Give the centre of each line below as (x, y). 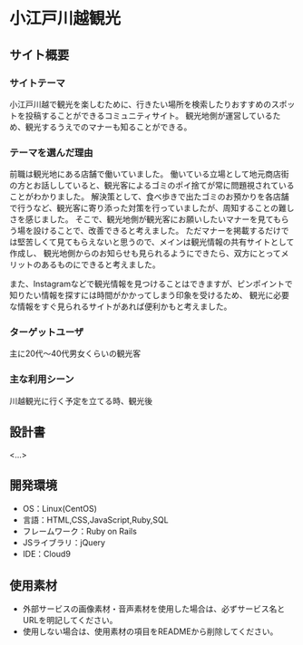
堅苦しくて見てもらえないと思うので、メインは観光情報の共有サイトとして (156, 242)
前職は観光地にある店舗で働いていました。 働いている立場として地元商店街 (149, 174)
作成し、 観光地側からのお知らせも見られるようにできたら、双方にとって (145, 254)
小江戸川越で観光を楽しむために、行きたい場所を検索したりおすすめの (141, 104)
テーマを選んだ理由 (51, 152)
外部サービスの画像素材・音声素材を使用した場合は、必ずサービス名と (154, 609)
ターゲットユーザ (47, 332)
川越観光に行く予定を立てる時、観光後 (81, 400)
